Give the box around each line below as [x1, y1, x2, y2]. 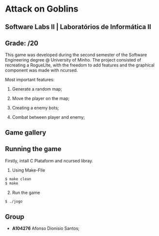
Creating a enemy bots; [12, 105, 59, 111]
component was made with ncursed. [5, 67, 78, 73]
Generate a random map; [12, 86, 62, 92]
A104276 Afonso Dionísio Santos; [12, 225, 80, 231]
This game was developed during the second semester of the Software [5, 52, 147, 58]
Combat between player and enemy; [12, 114, 85, 120]
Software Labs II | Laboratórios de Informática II [5, 23, 151, 31]
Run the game [12, 190, 40, 196]
